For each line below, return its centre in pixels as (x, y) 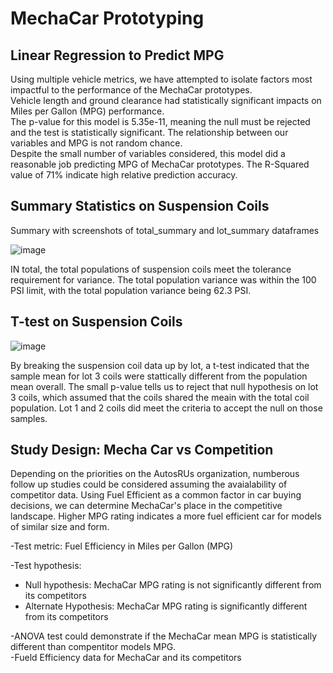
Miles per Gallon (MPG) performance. (87, 111)
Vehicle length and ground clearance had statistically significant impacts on (166, 100)
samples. (29, 418)
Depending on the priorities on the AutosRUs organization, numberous (155, 474)
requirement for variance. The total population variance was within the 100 (163, 279)
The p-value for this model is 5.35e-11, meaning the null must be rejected (160, 121)
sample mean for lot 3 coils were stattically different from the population (159, 376)
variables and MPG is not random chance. (96, 143)
